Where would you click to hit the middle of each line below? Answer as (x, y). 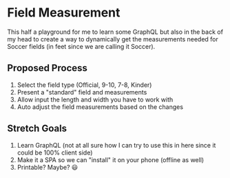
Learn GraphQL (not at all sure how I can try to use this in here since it (116, 145)
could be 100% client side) (55, 152)
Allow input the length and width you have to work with (95, 99)
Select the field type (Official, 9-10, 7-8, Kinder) (84, 85)
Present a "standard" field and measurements (82, 92)
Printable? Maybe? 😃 (48, 167)
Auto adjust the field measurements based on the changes (100, 107)
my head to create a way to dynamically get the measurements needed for (113, 39)
